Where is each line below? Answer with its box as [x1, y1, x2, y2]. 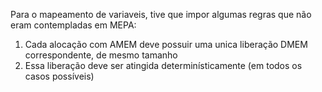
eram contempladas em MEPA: [10, 19, 137, 31]
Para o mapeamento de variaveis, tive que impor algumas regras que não [10, 9, 312, 20]
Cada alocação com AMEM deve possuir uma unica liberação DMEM [24, 39, 308, 50]
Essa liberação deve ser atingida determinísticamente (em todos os [24, 60, 303, 71]
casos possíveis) [24, 70, 95, 82]
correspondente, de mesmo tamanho [24, 49, 178, 61]
